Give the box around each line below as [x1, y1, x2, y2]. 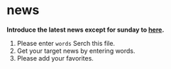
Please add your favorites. [16, 54, 94, 62]
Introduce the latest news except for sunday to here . [6, 25, 165, 34]
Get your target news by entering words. [16, 46, 136, 55]
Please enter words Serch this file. [16, 39, 115, 47]
